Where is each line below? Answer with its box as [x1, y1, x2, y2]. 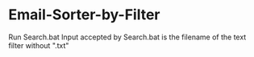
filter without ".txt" [8, 40, 69, 50]
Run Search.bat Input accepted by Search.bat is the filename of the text [8, 32, 247, 42]
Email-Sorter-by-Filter [8, 6, 160, 24]
